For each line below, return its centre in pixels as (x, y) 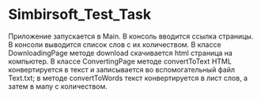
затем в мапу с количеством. (58, 86)
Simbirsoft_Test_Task (80, 15)
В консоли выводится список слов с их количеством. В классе (115, 44)
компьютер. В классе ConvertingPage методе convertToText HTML (120, 61)
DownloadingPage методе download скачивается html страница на (121, 53)
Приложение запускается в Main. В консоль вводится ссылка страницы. (131, 36)
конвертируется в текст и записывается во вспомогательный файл (122, 69)
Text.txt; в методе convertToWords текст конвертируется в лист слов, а (128, 78)
